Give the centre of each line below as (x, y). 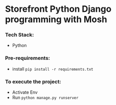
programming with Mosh (56, 19)
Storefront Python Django (58, 9)
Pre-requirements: (28, 58)
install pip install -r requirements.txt (53, 69)
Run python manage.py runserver (45, 98)
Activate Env (25, 92)
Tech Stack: (20, 35)
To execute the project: (33, 81)
